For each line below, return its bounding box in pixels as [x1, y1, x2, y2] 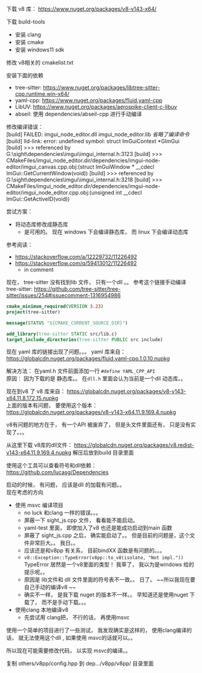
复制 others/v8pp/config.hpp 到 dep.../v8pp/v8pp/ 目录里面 [6, 660, 154, 667]
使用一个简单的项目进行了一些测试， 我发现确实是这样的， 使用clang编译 [6, 626, 187, 634]
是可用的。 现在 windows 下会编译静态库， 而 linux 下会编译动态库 [24, 229, 189, 235]
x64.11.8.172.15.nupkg [6, 395, 58, 402]
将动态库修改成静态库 [14, 221, 68, 228]
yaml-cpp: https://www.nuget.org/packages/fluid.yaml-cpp [14, 97, 163, 104]
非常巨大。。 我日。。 [29, 539, 79, 547]
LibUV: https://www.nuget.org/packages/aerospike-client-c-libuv [14, 103, 177, 110]
